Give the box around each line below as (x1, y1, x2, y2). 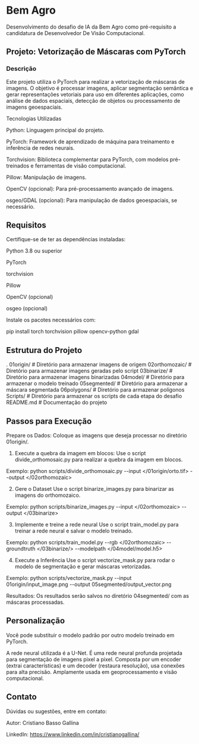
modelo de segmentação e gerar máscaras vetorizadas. (14, 563, 152, 570)
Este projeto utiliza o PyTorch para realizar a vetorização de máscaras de (6, 78, 185, 85)
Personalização (6, 616, 65, 626)
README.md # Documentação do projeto (6, 399, 108, 406)
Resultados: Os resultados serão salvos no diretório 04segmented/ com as (6, 592, 189, 600)
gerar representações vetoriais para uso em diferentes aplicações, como (6, 90, 184, 98)
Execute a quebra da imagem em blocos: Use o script (14, 450, 146, 457)
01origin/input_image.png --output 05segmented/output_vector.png (6, 581, 172, 588)
